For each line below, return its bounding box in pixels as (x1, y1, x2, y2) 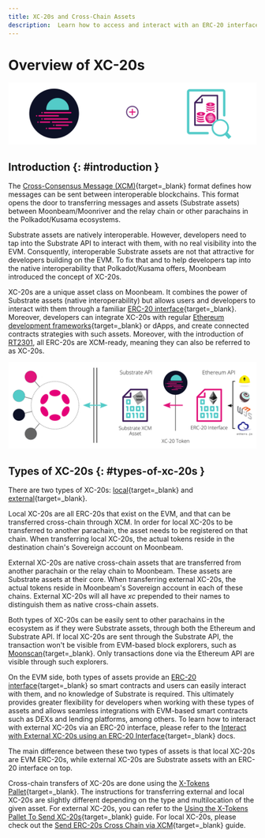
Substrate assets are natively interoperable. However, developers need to (8, 230, 247, 240)
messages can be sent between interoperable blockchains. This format (8, 190, 239, 199)
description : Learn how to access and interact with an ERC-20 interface (8, 21, 259, 29)
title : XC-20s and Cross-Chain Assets (8, 13, 136, 21)
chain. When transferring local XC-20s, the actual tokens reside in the (8, 534, 235, 544)
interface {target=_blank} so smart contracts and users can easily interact (8, 681, 247, 690)
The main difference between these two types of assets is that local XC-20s (8, 746, 256, 756)
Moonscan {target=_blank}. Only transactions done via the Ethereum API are (8, 648, 255, 659)
